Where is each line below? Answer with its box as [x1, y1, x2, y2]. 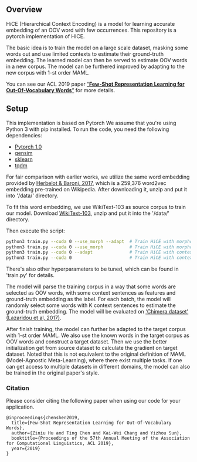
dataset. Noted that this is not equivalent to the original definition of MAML [6, 350, 186, 358]
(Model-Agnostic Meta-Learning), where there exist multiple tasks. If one [6, 357, 183, 364]
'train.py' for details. [6, 272, 55, 279]
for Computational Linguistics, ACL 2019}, [6, 440, 114, 447]
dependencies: [6, 131, 42, 139]
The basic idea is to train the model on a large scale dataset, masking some [6, 44, 189, 51]
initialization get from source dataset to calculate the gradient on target [6, 345, 178, 352]
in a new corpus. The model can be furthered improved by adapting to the [6, 63, 185, 70]
